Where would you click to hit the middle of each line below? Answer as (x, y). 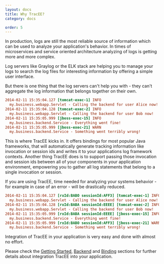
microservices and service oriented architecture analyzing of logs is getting (81, 52)
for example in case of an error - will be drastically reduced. (65, 187)
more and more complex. (30, 57)
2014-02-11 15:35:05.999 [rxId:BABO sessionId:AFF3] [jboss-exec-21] (77, 223)
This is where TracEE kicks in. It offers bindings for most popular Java (75, 141)
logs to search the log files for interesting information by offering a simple (79, 72)
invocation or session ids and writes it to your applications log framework (79, 151)
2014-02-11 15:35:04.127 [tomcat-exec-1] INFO (53, 100)
